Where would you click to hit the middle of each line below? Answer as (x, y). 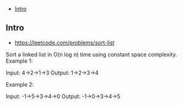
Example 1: (19, 61)
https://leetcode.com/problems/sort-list (64, 43)
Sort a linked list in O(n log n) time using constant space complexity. (91, 54)
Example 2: (20, 84)
